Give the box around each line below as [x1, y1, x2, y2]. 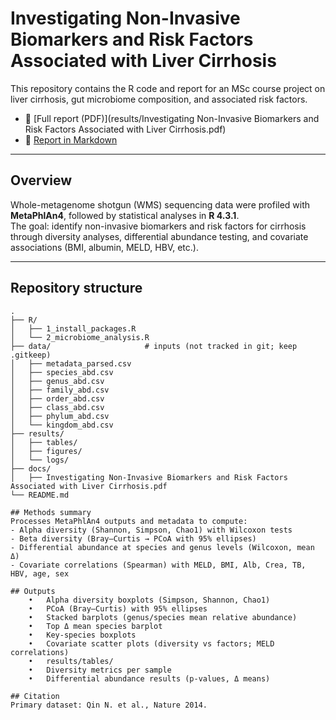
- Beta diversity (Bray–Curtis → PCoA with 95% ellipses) [10, 533, 257, 544]
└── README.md [10, 490, 70, 500]
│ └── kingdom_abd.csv [10, 420, 114, 430]
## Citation [10, 691, 60, 701]
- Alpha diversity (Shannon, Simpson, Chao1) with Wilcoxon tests [10, 525, 293, 535]
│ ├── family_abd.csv [10, 385, 110, 395]
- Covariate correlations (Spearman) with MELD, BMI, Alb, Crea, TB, [10, 560, 307, 570]
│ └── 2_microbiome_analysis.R [10, 332, 150, 342]
